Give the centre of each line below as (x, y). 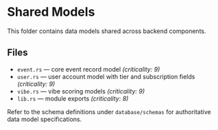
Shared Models (51, 12)
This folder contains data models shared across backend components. (107, 31)
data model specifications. (45, 119)
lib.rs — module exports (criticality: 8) (73, 98)
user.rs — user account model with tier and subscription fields (106, 76)
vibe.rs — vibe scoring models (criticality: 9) (81, 91)
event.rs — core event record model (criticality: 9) (88, 69)
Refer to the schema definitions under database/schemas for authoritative (109, 111)
